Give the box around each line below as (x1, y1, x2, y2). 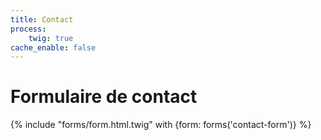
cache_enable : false (10, 42, 97, 53)
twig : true (28, 33, 74, 43)
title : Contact (10, 14, 74, 25)
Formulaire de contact (10, 86, 198, 108)
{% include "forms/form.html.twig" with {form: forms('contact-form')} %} (10, 119, 312, 131)
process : (10, 24, 47, 34)
